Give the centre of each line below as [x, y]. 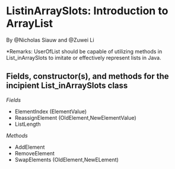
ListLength [28, 124]
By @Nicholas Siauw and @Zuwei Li [50, 40]
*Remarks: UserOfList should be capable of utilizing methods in [84, 51]
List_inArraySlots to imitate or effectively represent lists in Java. [84, 58]
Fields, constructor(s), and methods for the [87, 76]
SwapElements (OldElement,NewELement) [66, 160]
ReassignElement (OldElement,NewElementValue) [75, 117]
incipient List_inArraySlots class [67, 86]
